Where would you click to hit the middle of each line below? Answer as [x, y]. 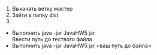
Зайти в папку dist [35, 15]
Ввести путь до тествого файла [52, 39]
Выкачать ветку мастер [42, 9]
